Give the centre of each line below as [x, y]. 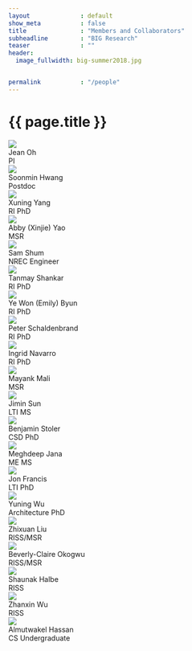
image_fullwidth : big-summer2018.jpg [79, 61]
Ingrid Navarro [32, 353]
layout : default [61, 16]
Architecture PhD [37, 512]
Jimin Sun [25, 403]
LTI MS [20, 411]
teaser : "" [51, 46]
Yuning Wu [27, 504]
